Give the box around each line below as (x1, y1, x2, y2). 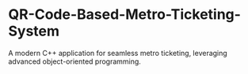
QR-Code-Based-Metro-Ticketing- (8, 6, 242, 24)
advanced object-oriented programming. (8, 57, 141, 66)
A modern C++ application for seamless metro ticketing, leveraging (8, 48, 227, 57)
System (8, 22, 60, 40)
